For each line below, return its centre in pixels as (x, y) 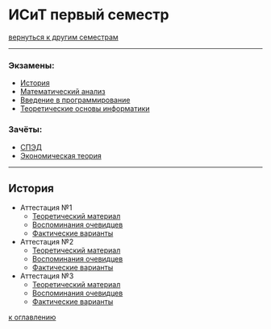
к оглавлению (32, 317)
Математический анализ (63, 92)
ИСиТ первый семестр (89, 15)
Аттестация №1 (46, 208)
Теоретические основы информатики (85, 109)
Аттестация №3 (47, 276)
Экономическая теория (61, 155)
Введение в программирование (75, 100)
